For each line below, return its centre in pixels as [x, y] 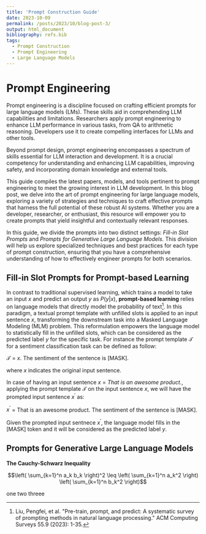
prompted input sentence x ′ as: [45, 396]
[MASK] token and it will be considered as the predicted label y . [87, 429]
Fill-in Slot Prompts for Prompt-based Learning [98, 277]
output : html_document [35, 29]
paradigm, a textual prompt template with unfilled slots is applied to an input [102, 313]
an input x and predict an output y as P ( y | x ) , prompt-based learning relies [100, 299]
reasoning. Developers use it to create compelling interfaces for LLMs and [100, 131]
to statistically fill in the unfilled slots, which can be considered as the [94, 333]
